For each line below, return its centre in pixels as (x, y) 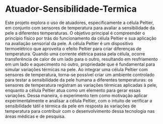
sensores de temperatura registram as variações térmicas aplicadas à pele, (81, 85)
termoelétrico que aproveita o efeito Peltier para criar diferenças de (73, 49)
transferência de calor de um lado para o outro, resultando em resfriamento (81, 59)
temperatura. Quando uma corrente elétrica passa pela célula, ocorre (75, 54)
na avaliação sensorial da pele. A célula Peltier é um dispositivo (69, 43)
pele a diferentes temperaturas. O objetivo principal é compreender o (75, 33)
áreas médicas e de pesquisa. (35, 116)
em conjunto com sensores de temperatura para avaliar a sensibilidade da (80, 27)
